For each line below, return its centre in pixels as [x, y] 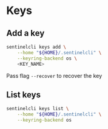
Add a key [25, 33]
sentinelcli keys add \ [36, 47]
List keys [24, 95]
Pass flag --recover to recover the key [54, 75]
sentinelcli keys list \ [38, 109]
